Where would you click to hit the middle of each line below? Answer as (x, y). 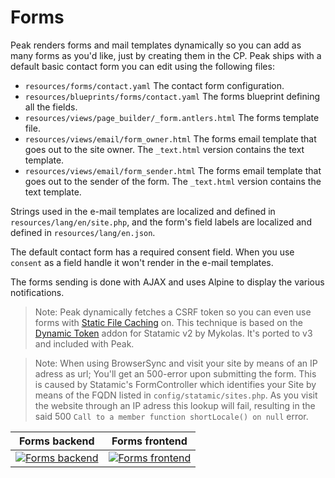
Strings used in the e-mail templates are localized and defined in (143, 211)
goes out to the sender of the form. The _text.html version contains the (173, 181)
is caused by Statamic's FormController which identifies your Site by (175, 384)
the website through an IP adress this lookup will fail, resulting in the (175, 405)
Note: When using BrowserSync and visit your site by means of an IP (176, 363)
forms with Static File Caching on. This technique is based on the (168, 322)
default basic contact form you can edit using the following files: (142, 66)
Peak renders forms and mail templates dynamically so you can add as (156, 45)
